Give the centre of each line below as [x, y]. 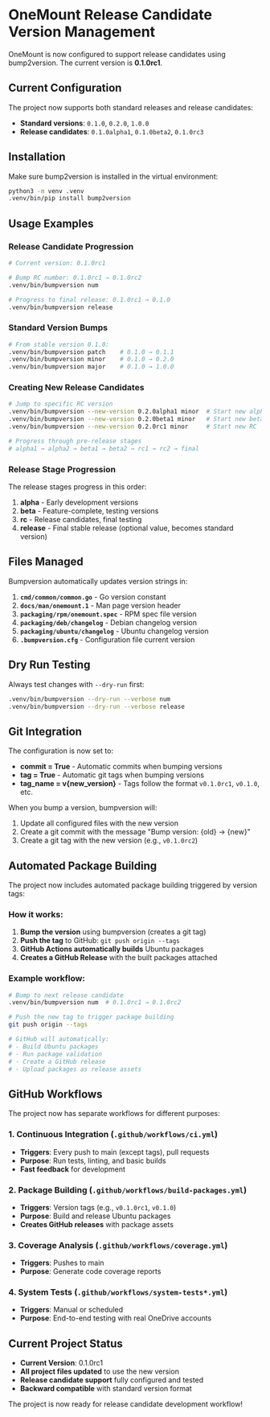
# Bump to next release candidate [66, 995]
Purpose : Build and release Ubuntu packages [95, 1216]
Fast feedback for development [73, 1169]
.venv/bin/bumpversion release [61, 307]
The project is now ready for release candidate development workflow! [126, 1404]
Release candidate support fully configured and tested [112, 1380]
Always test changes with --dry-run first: [76, 684]
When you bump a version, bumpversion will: [83, 808]
